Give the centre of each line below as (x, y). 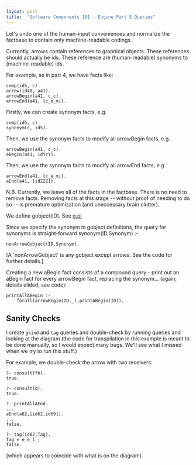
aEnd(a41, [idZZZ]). (31, 181)
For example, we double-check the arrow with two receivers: (80, 363)
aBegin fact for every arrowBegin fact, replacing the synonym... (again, (92, 278)
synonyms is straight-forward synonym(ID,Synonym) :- (72, 233)
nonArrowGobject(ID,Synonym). (43, 244)
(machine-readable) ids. (35, 63)
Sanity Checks (33, 318)
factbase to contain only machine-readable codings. (69, 40)
